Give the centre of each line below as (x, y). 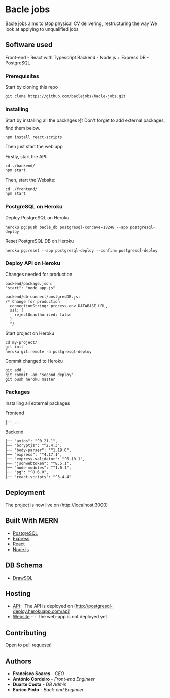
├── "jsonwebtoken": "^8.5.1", (38, 464)
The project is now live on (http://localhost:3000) (57, 505)
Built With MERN (32, 521)
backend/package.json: (29, 283)
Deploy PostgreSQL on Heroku (37, 217)
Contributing (26, 633)
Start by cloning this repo (32, 87)
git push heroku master (30, 379)
